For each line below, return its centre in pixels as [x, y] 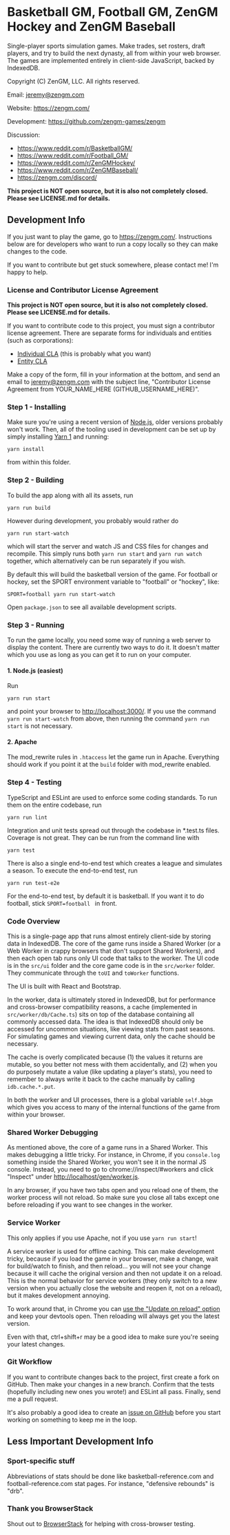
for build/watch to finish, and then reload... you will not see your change [109, 1266]
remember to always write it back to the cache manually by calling [101, 1079]
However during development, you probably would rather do [93, 521]
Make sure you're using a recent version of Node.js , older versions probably [115, 422]
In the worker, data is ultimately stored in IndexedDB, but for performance [111, 1000]
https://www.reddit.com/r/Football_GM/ [73, 155]
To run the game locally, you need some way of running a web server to [109, 640]
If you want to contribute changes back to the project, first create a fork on [113, 1377]
